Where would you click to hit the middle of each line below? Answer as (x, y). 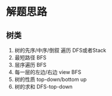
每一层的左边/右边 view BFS (48, 72)
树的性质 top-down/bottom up (50, 79)
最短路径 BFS (30, 58)
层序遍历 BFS (30, 65)
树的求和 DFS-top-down (43, 87)
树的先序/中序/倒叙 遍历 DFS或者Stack (60, 50)
